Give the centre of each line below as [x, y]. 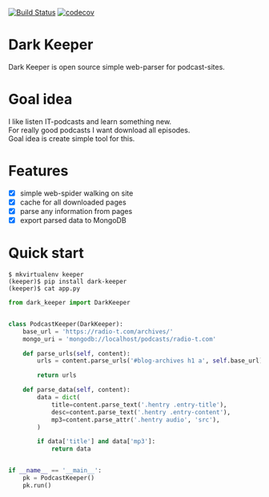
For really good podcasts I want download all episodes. [99, 130]
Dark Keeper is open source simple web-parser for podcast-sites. [117, 67]
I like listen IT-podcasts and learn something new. [90, 121]
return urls [57, 376]
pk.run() [37, 485]
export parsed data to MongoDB [73, 220]
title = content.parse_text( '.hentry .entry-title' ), [139, 405]
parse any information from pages [76, 211]
